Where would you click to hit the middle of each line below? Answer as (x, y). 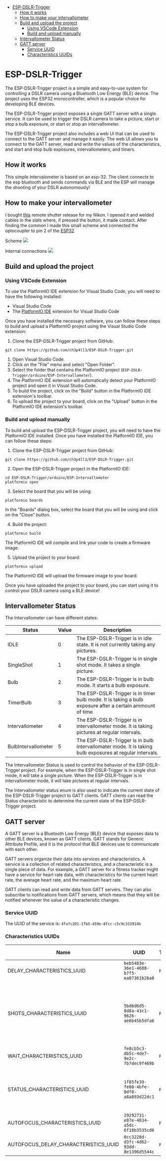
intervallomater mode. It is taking (114, 746)
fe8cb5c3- (135, 1048)
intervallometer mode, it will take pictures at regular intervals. (67, 781)
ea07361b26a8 (139, 978)
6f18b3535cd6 (139, 1130)
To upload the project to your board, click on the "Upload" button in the (85, 401)
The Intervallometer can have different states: (51, 618)
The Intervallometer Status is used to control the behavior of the (70, 765)
